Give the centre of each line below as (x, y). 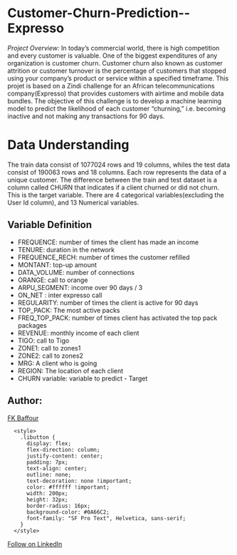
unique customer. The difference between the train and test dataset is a (112, 180)
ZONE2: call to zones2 (51, 356)
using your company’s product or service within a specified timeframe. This (118, 78)
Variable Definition (50, 225)
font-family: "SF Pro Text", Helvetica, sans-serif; (106, 518)
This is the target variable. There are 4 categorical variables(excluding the (116, 194)
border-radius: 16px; (58, 506)
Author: (25, 401)
